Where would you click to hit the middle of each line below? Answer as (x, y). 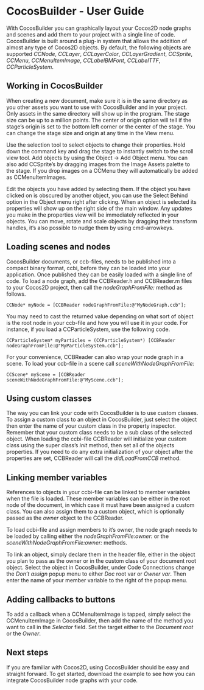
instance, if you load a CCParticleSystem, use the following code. (88, 329)
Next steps (27, 653)
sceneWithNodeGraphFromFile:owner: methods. (67, 543)
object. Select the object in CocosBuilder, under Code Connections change (100, 568)
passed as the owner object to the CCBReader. (65, 518)
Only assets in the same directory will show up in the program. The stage (98, 113)
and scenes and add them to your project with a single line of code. (91, 34)
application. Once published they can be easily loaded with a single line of (99, 274)
